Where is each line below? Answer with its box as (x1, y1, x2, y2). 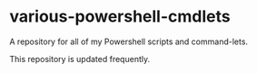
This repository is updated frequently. (9, 53, 151, 64)
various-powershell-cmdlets (9, 6, 231, 27)
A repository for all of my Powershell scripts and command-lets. (9, 36, 248, 47)
